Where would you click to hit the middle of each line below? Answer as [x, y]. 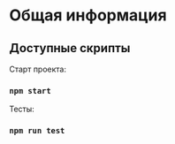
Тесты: [22, 109]
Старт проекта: [38, 69]
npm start [30, 91]
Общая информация [88, 15]
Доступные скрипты [70, 48]
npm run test [37, 131]
